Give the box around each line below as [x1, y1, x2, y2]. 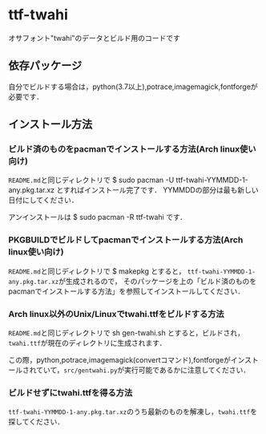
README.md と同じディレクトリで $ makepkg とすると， [8, 266, 186, 276]
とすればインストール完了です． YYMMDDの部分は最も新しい [56, 185, 259, 195]
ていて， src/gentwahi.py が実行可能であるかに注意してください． [35, 365, 251, 375]
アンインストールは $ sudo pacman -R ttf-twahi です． [8, 213, 187, 222]
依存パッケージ [8, 59, 83, 73]
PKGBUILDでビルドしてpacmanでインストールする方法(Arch [8, 234, 244, 245]
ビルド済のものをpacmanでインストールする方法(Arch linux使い [8, 144, 256, 155]
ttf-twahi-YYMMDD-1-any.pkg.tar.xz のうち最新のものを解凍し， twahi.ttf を [8, 407, 258, 416]
